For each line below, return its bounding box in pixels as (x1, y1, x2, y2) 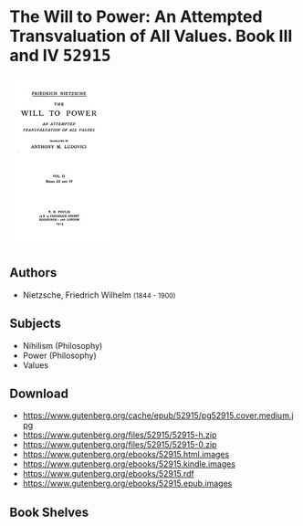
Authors (9, 265, 57, 280)
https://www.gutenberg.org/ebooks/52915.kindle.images (22, 458, 235, 469)
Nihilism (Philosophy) (22, 340, 103, 351)
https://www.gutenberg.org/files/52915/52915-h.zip (22, 429, 217, 440)
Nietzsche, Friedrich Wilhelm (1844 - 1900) (22, 289, 176, 300)
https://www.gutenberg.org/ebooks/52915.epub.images (22, 478, 233, 489)
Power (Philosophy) (22, 350, 98, 361)
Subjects (9, 316, 61, 331)
